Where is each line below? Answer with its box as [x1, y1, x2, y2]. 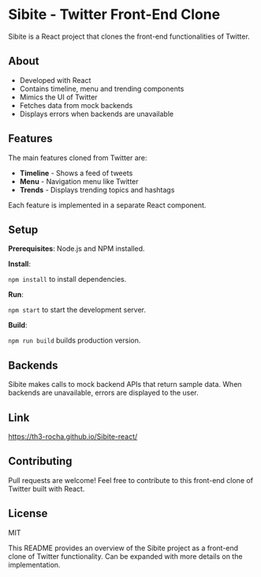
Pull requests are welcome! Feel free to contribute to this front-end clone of [8, 475, 254, 485]
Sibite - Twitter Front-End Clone [8, 6, 221, 24]
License [8, 507, 48, 520]
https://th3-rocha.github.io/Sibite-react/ [8, 432, 138, 441]
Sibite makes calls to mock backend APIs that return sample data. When [8, 380, 242, 389]
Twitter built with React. [8, 484, 85, 493]
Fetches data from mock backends [19, 100, 133, 110]
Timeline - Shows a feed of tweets [19, 168, 133, 178]
